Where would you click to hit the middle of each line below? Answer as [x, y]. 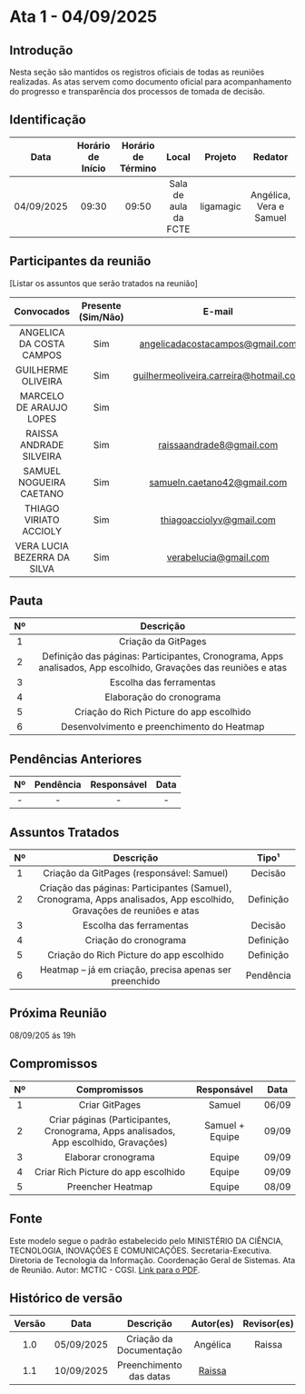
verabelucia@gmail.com [218, 557]
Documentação [150, 1350]
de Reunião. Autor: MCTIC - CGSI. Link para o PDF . [105, 1270]
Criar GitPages [110, 1104]
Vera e [271, 206]
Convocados [42, 311]
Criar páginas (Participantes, [109, 1120]
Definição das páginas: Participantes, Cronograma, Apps [163, 656]
